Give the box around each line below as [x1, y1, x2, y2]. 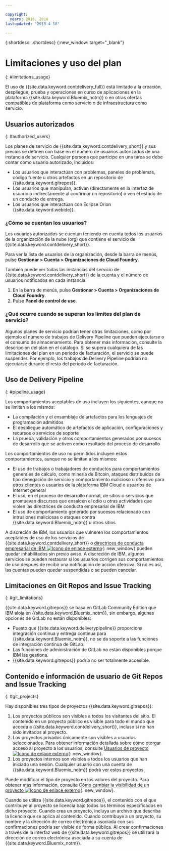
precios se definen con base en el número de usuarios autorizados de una [5, 149, 160, 155]
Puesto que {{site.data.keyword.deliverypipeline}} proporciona [12, 625, 143, 631]
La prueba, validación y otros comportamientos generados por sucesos [12, 435, 161, 441]
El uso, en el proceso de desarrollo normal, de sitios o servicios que [12, 492, 154, 498]
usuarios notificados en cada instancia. [5, 277, 87, 283]
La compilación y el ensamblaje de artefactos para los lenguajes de [12, 413, 153, 420]
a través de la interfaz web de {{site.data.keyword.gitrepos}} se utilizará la [5, 829, 160, 835]
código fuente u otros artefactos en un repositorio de [12, 175, 123, 181]
